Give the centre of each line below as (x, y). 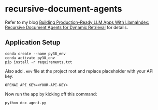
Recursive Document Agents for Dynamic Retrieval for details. (66, 27)
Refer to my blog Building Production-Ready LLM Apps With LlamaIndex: (77, 22)
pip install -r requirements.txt (39, 62)
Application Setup (33, 43)
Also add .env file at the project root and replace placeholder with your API (79, 71)
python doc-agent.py (26, 103)
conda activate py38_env (30, 58)
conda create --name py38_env (36, 54)
